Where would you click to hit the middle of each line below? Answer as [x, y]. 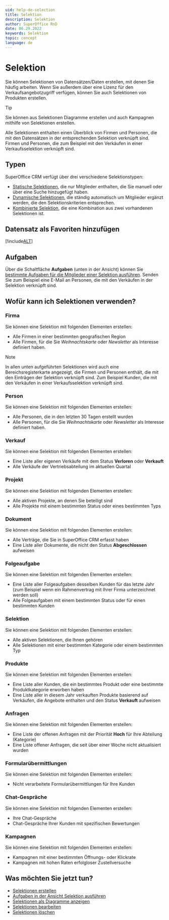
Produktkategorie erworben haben [48, 689]
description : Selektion [30, 19]
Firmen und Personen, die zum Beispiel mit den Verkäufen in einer [74, 143]
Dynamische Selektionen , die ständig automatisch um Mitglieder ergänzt [88, 197]
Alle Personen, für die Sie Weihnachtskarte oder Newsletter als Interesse [88, 422]
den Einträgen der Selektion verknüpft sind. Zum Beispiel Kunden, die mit [81, 377]
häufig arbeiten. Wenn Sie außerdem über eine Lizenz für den [69, 87]
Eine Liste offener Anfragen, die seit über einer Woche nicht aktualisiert [87, 745]
